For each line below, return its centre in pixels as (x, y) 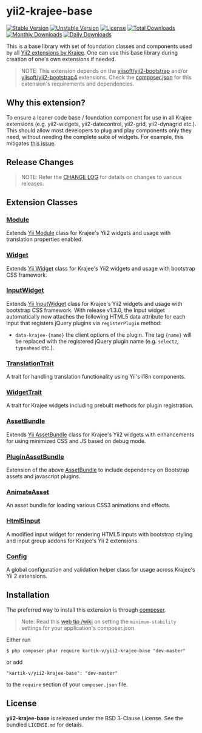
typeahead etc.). (35, 348)
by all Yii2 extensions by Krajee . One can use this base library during (92, 52)
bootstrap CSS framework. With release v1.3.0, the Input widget (86, 310)
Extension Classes (42, 202)
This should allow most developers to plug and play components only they (99, 130)
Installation (28, 595)
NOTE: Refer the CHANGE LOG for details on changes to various (101, 177)
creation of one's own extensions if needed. (61, 59)
